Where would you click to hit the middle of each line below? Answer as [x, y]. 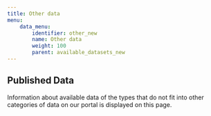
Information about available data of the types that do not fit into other [105, 97]
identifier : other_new [65, 33]
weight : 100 [49, 46]
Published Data [41, 81]
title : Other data [34, 14]
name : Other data [57, 40]
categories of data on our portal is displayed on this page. [90, 104]
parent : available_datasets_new [79, 53]
